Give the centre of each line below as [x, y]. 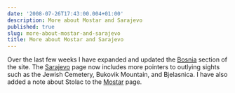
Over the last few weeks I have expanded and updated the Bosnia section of [117, 59]
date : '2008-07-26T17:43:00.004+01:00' [66, 14]
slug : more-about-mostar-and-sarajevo [64, 33]
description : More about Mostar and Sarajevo [75, 20]
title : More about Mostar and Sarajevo [66, 40]
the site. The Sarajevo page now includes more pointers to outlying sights [114, 67]
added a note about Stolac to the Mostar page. [75, 82]
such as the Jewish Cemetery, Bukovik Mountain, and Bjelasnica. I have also [117, 75]
